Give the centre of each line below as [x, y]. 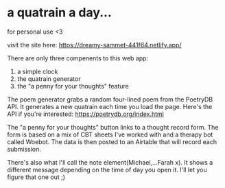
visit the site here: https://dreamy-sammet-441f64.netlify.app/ [94, 45]
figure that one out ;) [36, 177]
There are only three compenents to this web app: [78, 58]
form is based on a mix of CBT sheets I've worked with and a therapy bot [110, 134]
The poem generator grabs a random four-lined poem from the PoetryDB [110, 99]
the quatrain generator [49, 79]
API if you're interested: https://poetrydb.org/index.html [86, 114]
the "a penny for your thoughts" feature [73, 86]
